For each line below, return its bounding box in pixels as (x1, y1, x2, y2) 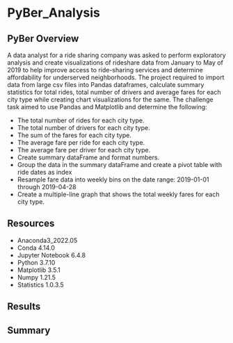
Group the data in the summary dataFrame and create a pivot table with (17, 161, 223, 168)
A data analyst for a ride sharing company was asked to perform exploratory (7, 51, 226, 59)
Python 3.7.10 (17, 258, 56, 266)
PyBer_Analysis (7, 5, 101, 21)
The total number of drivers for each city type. (17, 124, 151, 131)
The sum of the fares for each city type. (17, 131, 132, 139)
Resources (7, 218, 55, 230)
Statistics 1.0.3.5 (17, 280, 64, 289)
